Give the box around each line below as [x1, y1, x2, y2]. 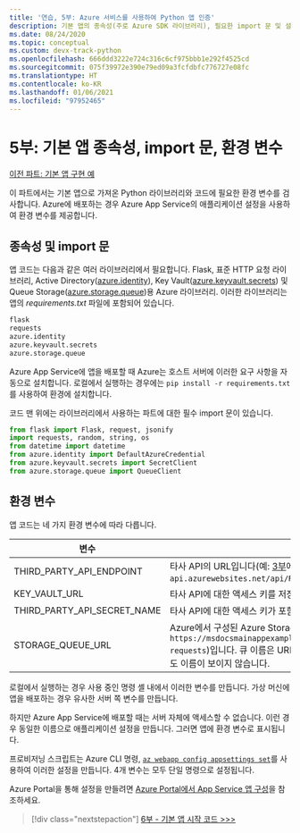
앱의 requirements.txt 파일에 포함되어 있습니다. [9, 298, 175, 308]
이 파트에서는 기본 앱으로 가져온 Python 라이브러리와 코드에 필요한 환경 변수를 [9, 188, 281, 198]
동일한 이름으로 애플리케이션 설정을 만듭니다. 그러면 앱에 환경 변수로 [18, 723, 254, 734]
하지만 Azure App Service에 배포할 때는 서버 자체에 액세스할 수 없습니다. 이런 [9, 711, 281, 722]
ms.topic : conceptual [9, 38, 90, 47]
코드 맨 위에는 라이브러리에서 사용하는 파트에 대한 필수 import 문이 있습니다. [9, 408, 274, 418]
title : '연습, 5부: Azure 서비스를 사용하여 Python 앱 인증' [9, 13, 215, 22]
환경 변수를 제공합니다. [18, 210, 98, 221]
